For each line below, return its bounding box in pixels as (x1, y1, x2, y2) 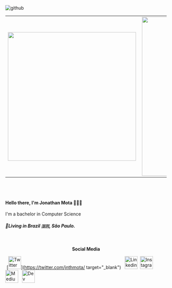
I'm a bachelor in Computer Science (5, 211, 81, 217)
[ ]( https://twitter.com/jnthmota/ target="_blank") (6, 264, 121, 271)
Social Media (72, 246, 100, 252)
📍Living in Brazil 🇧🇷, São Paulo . (5, 223, 76, 229)
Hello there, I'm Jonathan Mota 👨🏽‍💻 (5, 200, 83, 206)
